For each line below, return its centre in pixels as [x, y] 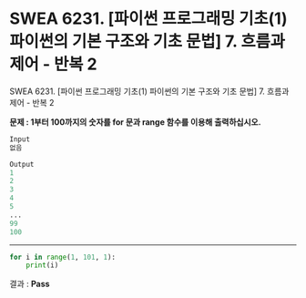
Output [22, 164]
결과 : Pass [30, 284]
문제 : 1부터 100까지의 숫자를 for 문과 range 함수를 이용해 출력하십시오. [135, 122]
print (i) [42, 265]
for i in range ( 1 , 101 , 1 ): [63, 257]
